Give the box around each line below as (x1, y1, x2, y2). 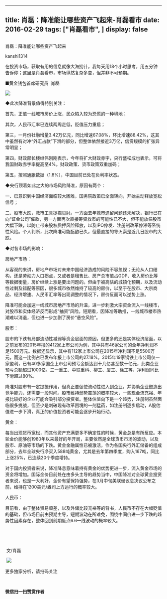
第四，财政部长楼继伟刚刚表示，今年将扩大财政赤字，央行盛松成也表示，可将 (5, 155, 162, 161)
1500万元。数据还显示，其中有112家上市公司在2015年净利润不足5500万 (9, 348, 155, 354)
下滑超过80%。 (5, 373, 37, 379)
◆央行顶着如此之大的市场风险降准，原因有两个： (5, 182, 106, 188)
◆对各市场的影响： (5, 245, 45, 251)
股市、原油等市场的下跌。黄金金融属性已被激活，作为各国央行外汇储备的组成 (5, 442, 162, 448)
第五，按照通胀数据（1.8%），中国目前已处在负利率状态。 (5, 171, 122, 177)
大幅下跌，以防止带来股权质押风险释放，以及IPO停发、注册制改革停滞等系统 (5, 222, 161, 228)
